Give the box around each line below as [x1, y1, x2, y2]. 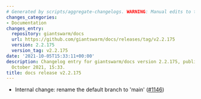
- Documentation [6, 20, 47, 26]
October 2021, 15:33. [11, 64, 66, 70]
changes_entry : [6, 25, 44, 32]
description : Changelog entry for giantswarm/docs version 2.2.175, [6, 58, 181, 64]
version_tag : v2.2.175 [11, 48, 68, 54]
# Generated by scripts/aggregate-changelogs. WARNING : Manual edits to [6, 8, 191, 15]
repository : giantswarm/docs [11, 31, 84, 37]
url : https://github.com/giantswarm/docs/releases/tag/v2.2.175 [11, 36, 175, 42]
